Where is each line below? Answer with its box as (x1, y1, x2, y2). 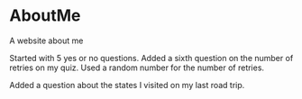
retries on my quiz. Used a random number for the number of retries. (9, 62, 264, 73)
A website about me (9, 35, 84, 46)
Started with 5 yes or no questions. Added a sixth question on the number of (9, 52, 294, 63)
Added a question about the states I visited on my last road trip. (9, 79, 245, 90)
